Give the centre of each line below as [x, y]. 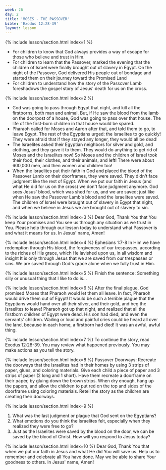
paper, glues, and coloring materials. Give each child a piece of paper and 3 [83, 370]
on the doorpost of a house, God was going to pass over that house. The [86, 118]
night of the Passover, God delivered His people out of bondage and [82, 73]
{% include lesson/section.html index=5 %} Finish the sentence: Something [82, 273]
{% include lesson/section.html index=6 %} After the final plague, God [77, 288]
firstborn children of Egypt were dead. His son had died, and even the [76, 314]
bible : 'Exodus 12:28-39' [32, 23]
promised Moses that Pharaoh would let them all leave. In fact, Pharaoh [78, 293]
